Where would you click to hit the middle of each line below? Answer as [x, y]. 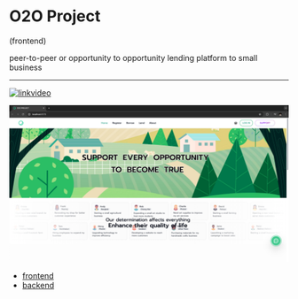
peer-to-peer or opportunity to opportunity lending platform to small [133, 57]
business [26, 67]
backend [38, 286]
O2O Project [55, 16]
